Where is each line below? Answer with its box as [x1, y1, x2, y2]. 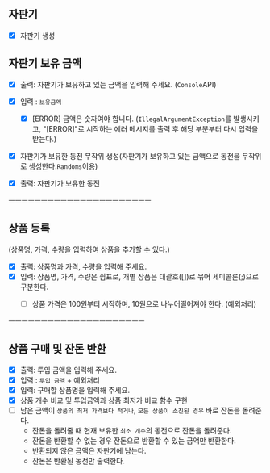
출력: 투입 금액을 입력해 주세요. [19, 365, 118, 375]
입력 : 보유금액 [19, 96, 62, 107]
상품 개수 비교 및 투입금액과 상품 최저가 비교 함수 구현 [19, 396, 188, 405]
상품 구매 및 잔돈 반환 [8, 342, 106, 356]
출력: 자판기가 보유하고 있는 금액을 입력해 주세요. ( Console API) [19, 79, 217, 89]
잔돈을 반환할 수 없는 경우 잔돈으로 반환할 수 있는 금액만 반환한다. [31, 436, 236, 446]
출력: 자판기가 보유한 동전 [19, 178, 101, 188]
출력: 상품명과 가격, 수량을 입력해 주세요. [19, 262, 147, 271]
